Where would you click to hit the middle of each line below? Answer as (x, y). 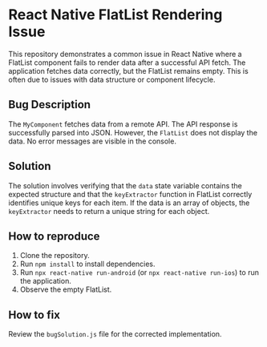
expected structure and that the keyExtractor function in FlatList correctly (130, 194)
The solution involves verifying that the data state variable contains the (125, 185)
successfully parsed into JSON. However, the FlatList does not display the (133, 132)
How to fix (34, 315)
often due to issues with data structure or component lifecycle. (112, 79)
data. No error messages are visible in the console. (92, 141)
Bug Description (49, 105)
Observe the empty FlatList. (66, 289)
